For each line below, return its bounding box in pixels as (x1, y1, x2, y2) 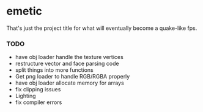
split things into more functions (15, 66, 94, 74)
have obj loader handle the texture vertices (15, 54, 124, 61)
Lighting (15, 93, 36, 100)
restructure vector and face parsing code (15, 60, 119, 68)
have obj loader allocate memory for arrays (15, 79, 124, 86)
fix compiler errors (15, 99, 62, 106)
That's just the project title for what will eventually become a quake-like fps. (6, 24, 197, 32)
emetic (6, 4, 43, 18)
